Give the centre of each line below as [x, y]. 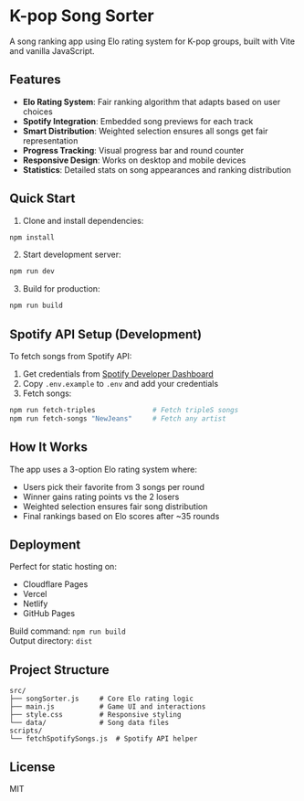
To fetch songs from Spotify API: [71, 356]
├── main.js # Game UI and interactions [108, 707]
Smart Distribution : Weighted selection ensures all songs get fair [145, 131]
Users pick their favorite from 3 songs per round [114, 486]
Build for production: [61, 289]
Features [35, 80]
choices [37, 112]
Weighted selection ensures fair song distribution [115, 506]
